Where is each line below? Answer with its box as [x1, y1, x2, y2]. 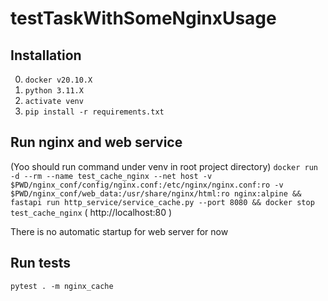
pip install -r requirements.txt [24, 107, 165, 117]
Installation [10, 47, 82, 64]
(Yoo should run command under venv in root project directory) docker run [10, 160, 318, 172]
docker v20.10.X [24, 75, 93, 85]
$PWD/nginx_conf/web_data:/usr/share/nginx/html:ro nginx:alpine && [10, 188, 302, 199]
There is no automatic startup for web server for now [10, 225, 229, 237]
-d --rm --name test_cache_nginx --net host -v [10, 171, 213, 181]
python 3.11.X [24, 86, 84, 96]
